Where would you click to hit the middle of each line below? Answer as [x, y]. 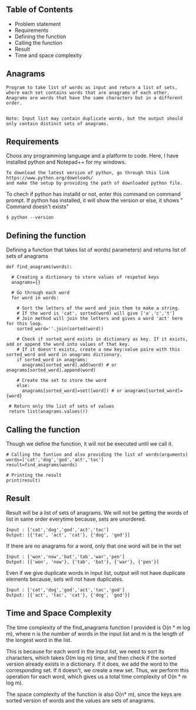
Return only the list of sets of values [64, 407]
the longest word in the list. [39, 640]
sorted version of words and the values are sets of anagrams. [81, 700]
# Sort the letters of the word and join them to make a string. [99, 308]
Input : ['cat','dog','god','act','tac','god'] [66, 590]
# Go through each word [40, 293]
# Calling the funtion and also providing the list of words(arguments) [97, 455]
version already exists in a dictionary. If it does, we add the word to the [92, 664]
